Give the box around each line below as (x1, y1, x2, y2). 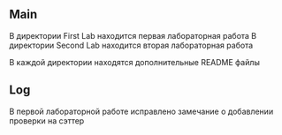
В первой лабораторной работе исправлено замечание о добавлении (9, 106, 274, 116)
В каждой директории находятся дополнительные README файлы (9, 56, 261, 67)
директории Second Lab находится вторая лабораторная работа (9, 40, 254, 50)
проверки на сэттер (9, 115, 85, 126)
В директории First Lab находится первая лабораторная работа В (9, 30, 257, 41)
